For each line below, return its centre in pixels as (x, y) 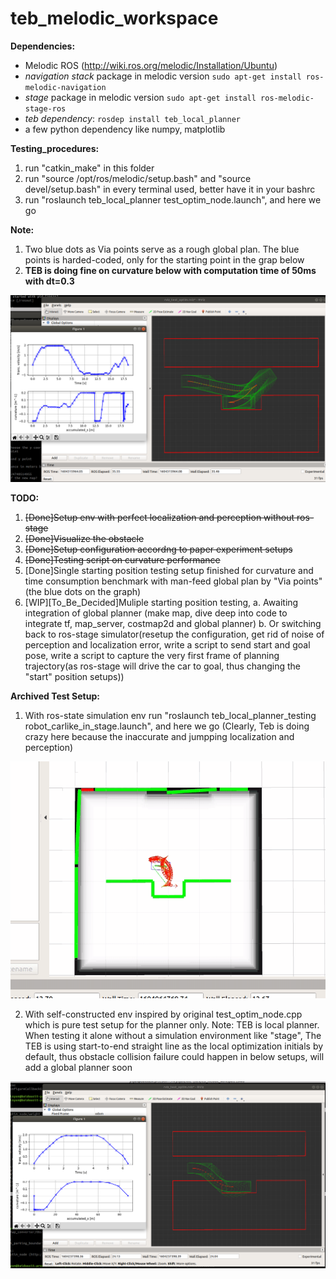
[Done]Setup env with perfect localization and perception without (159, 518)
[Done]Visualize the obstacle (84, 539)
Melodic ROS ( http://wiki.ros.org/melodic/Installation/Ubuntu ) (151, 65)
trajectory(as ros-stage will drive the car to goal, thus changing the (162, 666)
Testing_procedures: (55, 148)
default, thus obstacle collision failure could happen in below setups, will (174, 1057)
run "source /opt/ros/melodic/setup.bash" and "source (138, 178)
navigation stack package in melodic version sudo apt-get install (163, 76)
